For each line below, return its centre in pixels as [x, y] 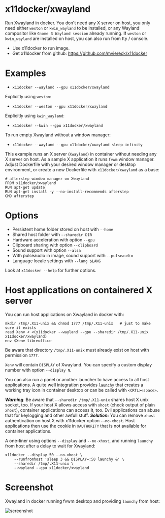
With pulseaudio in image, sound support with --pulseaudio [73, 255]
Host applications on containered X [79, 290]
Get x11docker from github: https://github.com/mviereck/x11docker [80, 53]
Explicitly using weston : [28, 96]
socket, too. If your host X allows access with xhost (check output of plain [80, 405]
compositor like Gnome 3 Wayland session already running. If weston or [76, 33]
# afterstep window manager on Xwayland [47, 179]
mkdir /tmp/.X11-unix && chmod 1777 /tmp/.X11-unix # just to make [78, 323]
